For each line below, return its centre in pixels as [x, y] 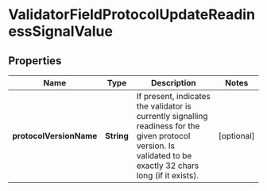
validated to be [164, 156]
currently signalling [172, 116]
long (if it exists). [168, 176]
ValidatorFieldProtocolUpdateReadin [132, 15]
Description [173, 83]
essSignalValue [61, 31]
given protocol [163, 136]
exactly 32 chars [168, 166]
